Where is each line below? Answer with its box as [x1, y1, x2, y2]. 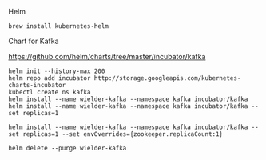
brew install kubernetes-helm [8, 22, 109, 30]
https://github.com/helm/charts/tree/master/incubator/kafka [8, 52, 206, 61]
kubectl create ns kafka [8, 88, 91, 96]
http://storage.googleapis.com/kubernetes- [93, 74, 241, 82]
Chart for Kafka [8, 36, 59, 46]
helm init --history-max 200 [8, 67, 105, 75]
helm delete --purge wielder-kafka [8, 144, 127, 152]
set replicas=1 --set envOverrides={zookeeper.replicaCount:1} [8, 130, 224, 138]
